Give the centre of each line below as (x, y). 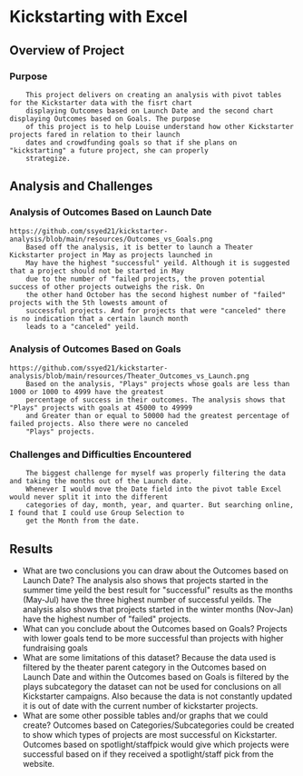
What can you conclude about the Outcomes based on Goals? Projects (155, 628)
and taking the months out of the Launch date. (101, 482)
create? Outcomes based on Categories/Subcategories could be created (158, 725)
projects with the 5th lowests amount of (89, 303)
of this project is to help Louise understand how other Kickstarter (160, 126)
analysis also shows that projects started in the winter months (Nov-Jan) (158, 609)
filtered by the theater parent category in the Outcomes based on (145, 667)
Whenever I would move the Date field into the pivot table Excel (154, 489)
